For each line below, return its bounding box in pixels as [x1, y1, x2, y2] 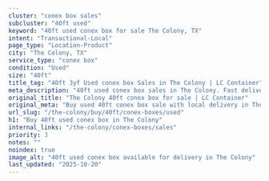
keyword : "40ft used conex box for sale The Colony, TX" [8, 26, 203, 34]
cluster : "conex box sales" [8, 11, 102, 20]
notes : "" [8, 138, 42, 147]
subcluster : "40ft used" [8, 19, 91, 27]
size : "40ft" [8, 71, 52, 79]
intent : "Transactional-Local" [8, 34, 113, 42]
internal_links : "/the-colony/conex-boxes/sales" [8, 123, 178, 131]
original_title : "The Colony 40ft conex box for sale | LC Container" [8, 94, 249, 102]
